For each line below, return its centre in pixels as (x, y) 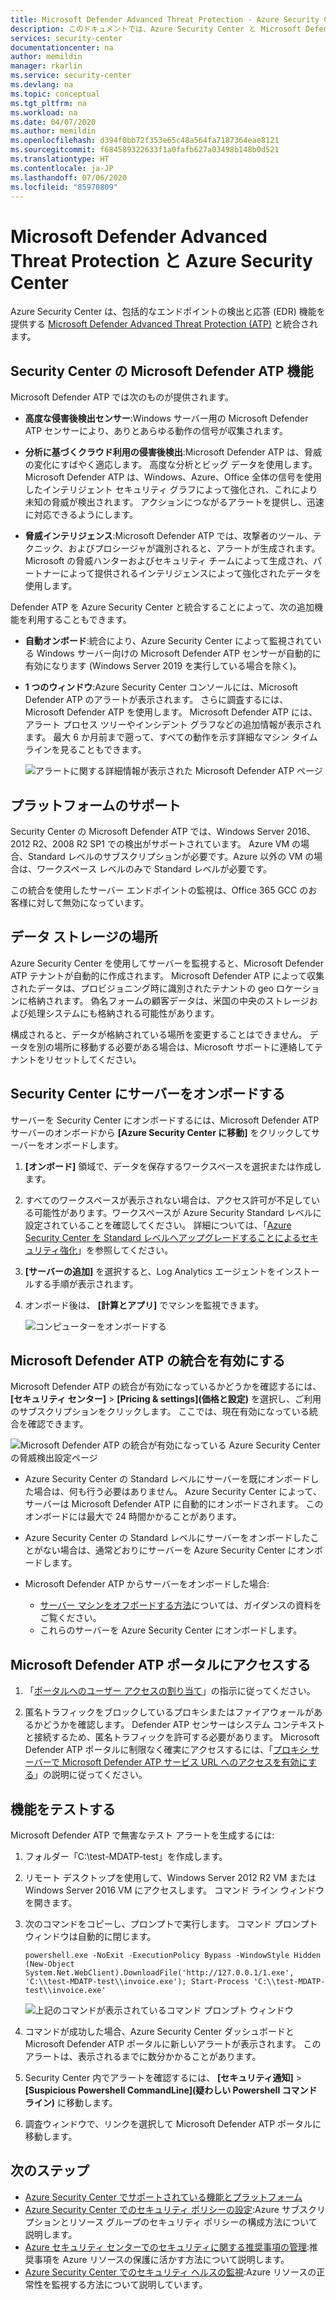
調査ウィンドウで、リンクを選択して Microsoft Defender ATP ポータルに (173, 2124)
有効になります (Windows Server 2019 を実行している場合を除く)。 (163, 666)
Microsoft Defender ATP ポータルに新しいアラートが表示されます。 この (173, 2044)
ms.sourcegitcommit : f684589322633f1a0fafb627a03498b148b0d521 (145, 150)
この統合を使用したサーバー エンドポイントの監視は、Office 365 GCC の (159, 890)
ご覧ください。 (70, 1618)
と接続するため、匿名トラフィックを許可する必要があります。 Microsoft (172, 1737)
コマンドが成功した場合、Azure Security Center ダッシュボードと (159, 2031)
